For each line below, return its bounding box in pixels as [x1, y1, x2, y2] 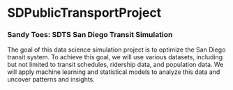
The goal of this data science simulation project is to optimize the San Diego [7, 45, 226, 54]
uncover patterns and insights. [7, 75, 96, 84]
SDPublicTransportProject [7, 5, 162, 21]
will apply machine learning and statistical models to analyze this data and [7, 68, 220, 76]
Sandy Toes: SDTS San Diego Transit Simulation [7, 30, 173, 40]
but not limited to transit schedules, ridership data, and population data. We [7, 61, 224, 69]
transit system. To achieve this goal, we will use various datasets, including [7, 53, 223, 61]
